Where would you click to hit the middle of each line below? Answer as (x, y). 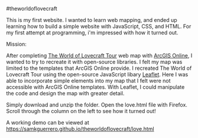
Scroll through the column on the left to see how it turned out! (81, 111)
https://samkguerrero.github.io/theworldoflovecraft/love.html (80, 129)
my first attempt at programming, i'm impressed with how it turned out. (92, 33)
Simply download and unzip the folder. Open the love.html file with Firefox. (97, 105)
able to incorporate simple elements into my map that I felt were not (88, 81)
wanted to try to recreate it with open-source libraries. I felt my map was (94, 62)
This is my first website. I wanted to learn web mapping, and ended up (92, 20)
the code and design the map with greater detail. (65, 93)
